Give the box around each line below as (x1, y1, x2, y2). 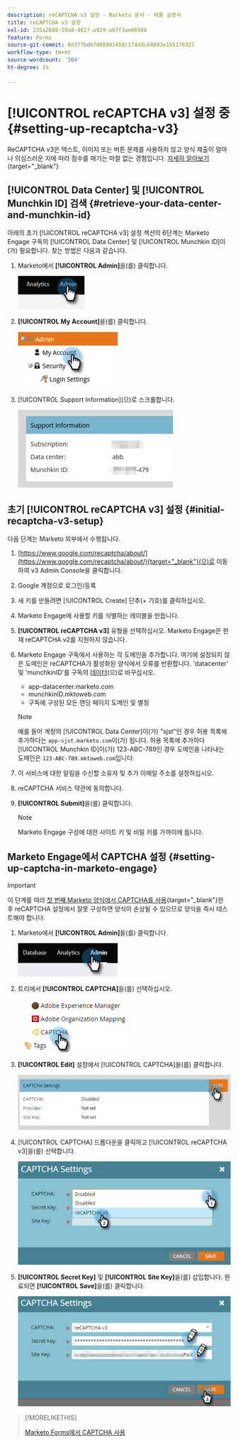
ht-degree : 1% (7, 64, 50, 71)
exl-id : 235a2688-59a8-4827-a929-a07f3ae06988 (7, 26, 147, 33)
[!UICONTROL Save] (36, 1281, 97, 1290)
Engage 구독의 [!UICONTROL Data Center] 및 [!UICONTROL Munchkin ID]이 (7, 238, 226, 246)
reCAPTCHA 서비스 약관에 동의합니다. (17, 784, 124, 793)
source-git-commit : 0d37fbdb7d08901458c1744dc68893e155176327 (7, 41, 195, 49)
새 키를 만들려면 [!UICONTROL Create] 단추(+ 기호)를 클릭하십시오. (17, 596, 206, 605)
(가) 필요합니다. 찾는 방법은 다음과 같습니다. (7, 246, 127, 255)
